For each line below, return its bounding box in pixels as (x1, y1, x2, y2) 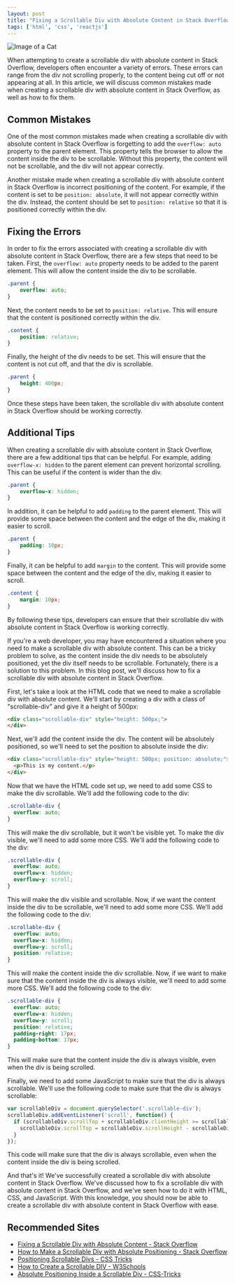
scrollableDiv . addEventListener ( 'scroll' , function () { (7, 1112, 173, 1119)
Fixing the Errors (7, 226, 82, 238)
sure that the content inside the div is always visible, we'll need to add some (7, 977, 227, 985)
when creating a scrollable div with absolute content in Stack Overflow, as (7, 85, 220, 95)
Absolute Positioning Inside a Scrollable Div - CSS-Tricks (17, 1270, 181, 1279)
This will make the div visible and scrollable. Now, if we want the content (7, 895, 216, 904)
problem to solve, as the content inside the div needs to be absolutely (7, 651, 208, 659)
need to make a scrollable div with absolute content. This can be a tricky (7, 644, 216, 652)
